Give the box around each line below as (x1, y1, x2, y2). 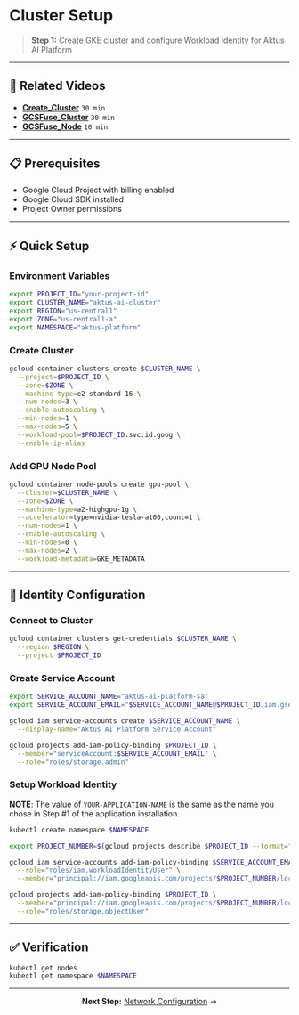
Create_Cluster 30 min (21, 101, 106, 112)
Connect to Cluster (9, 614, 93, 627)
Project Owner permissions (21, 203, 123, 214)
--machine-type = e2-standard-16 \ (17, 389, 141, 398)
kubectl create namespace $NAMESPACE (9, 825, 149, 834)
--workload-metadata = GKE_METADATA (17, 554, 145, 564)
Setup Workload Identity (9, 778, 117, 791)
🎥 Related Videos (9, 78, 106, 93)
